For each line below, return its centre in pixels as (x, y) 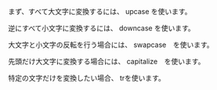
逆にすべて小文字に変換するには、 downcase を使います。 (102, 28)
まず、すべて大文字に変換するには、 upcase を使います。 (100, 11)
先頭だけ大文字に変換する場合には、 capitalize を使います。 (107, 61)
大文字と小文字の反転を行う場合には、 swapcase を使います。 (111, 45)
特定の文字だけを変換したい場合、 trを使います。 (87, 78)
